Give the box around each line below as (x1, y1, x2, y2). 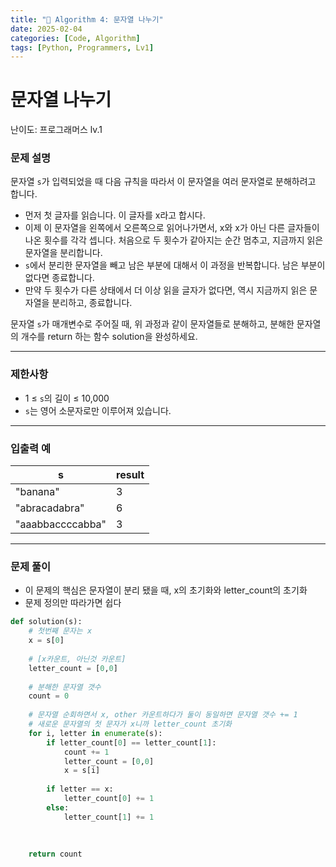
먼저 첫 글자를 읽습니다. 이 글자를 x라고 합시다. (24, 209, 206, 221)
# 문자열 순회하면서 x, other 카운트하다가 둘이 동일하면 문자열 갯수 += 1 (28, 710, 298, 720)
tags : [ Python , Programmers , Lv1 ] (10, 42, 155, 53)
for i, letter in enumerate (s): (28, 728, 163, 738)
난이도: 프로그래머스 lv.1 (10, 124, 103, 136)
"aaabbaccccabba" (15, 517, 107, 531)
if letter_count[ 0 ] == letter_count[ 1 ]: (46, 737, 217, 748)
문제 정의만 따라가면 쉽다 (24, 597, 122, 609)
